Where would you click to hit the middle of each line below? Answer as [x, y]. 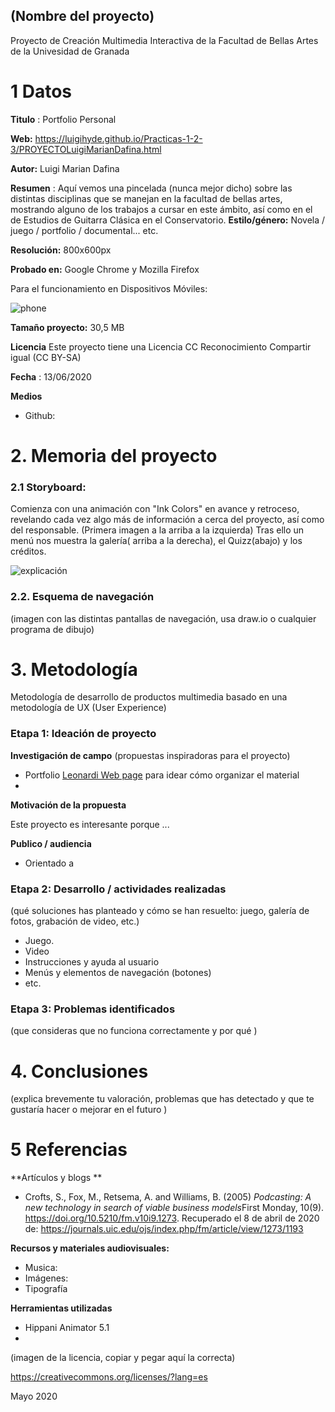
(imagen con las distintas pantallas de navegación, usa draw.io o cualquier [163, 618]
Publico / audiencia [51, 843]
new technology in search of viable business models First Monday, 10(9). [174, 1208]
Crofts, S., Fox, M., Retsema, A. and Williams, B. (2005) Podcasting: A [168, 1197]
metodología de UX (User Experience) [88, 708]
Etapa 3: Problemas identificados [93, 1009]
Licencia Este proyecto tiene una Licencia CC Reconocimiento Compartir [161, 346]
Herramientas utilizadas [61, 1308]
